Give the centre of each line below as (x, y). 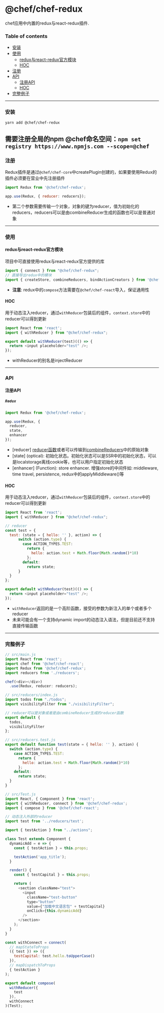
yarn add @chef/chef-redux (32, 123)
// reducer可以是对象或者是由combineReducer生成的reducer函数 (64, 713)
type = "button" (41, 902)
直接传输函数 (25, 626)
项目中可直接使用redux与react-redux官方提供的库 (55, 261)
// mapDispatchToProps (32, 965)
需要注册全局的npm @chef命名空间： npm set (73, 139)
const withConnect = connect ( (36, 943)
